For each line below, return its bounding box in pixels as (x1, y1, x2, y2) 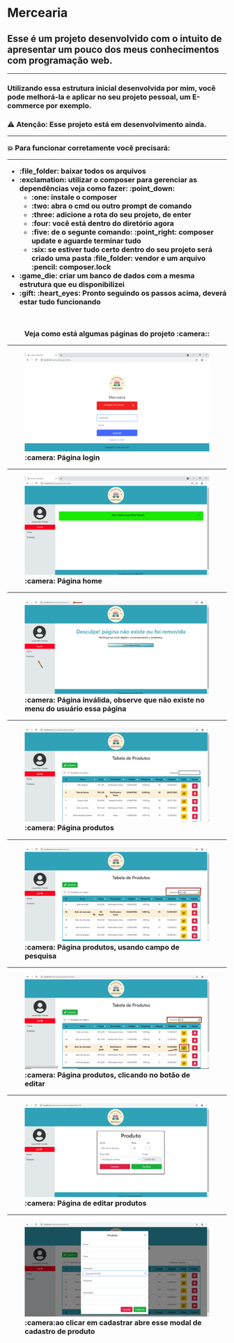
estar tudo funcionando (19, 297, 101, 307)
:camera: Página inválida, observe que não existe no (24, 695, 205, 705)
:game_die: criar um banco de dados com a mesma (19, 271, 195, 280)
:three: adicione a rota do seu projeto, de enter (31, 210, 192, 220)
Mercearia (7, 5, 68, 21)
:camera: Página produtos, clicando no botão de (24, 1070, 191, 1079)
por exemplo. (45, 100, 92, 110)
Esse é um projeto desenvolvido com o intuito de (7, 33, 222, 45)
